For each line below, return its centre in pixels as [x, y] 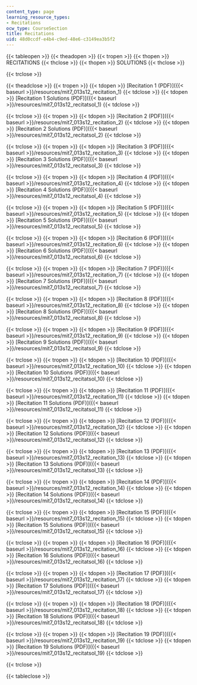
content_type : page [30, 12]
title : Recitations [30, 34]
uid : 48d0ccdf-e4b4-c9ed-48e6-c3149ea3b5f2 [61, 39]
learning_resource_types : [38, 17]
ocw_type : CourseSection [37, 28]
